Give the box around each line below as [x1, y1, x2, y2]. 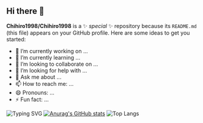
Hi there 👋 [6, 6, 45, 16]
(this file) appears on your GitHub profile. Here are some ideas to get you [6, 29, 190, 37]
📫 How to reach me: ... [15, 80, 74, 87]
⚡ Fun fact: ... [15, 96, 49, 103]
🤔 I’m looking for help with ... [15, 66, 87, 74]
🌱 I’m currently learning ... [15, 54, 81, 61]
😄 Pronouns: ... [15, 89, 55, 96]
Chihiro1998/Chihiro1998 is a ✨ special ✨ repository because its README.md [6, 22, 197, 29]
